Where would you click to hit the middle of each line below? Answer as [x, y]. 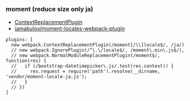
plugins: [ [19, 40]
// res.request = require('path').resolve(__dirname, [86, 71]
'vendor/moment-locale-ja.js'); [46, 77]
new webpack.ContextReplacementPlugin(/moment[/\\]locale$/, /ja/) [98, 45]
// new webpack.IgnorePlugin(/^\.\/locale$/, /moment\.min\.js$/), [98, 50]
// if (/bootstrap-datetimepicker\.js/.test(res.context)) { [92, 66]
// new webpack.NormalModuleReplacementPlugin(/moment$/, [86, 56]
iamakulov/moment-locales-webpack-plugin [70, 28]
